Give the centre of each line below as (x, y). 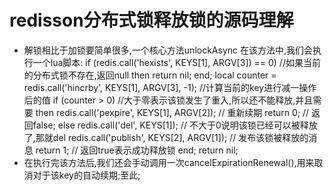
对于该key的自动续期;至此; (86, 175)
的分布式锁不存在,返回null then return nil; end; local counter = (150, 75)
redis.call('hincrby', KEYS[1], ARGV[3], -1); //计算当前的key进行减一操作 (170, 87)
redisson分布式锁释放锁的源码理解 (151, 20)
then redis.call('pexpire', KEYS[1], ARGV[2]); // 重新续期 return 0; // (172, 112)
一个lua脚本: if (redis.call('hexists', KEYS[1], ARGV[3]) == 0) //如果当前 (176, 62)
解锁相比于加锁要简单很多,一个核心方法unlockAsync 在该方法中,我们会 (168, 50)
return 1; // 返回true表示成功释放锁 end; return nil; (137, 150)
